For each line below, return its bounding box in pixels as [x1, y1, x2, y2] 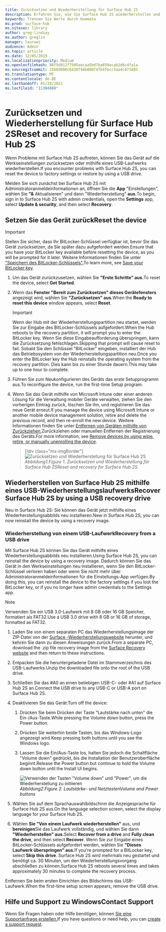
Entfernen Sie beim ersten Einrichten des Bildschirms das [5, 878, 122, 884]
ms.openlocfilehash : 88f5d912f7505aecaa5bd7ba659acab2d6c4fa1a [5, 62, 138, 67]
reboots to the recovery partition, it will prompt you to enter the [12, 330, 141, 336]
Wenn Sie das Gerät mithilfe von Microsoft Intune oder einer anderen [12, 391, 152, 397]
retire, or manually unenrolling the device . [12, 438, 97, 444]
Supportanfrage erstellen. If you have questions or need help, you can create [5, 916, 161, 922]
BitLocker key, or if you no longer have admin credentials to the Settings [5, 584, 152, 590]
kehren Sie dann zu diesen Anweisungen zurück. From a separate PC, [12, 639, 154, 645]
